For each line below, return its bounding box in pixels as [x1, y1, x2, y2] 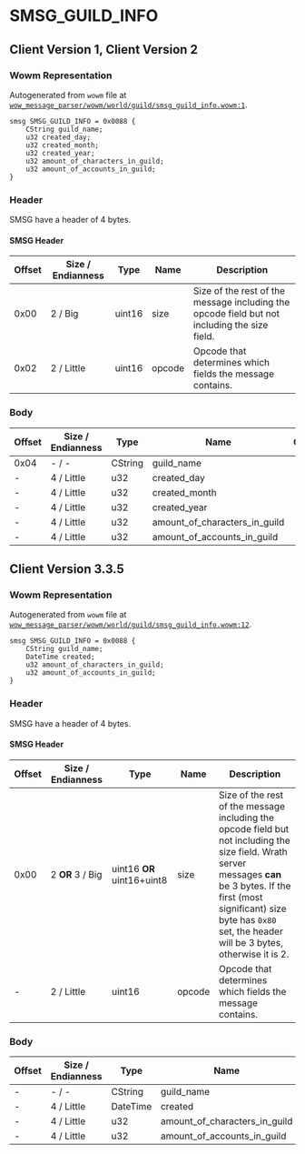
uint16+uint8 [112, 874, 168, 887]
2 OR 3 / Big [50, 868, 103, 880]
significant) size [218, 902, 287, 915]
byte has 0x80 [218, 913, 277, 926]
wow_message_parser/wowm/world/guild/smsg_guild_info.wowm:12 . [9, 619, 252, 630]
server [218, 857, 247, 869]
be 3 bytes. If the [218, 879, 291, 892]
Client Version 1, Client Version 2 [9, 42, 198, 57]
